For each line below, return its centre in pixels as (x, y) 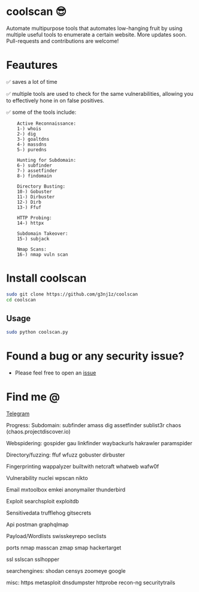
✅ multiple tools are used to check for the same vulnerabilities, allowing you (100, 93)
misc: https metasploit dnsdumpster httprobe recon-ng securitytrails (91, 582)
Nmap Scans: (32, 249)
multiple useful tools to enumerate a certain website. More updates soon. (97, 34)
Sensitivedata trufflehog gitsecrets (49, 513)
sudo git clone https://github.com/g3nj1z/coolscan (72, 294)
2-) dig (26, 134)
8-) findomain (34, 176)
